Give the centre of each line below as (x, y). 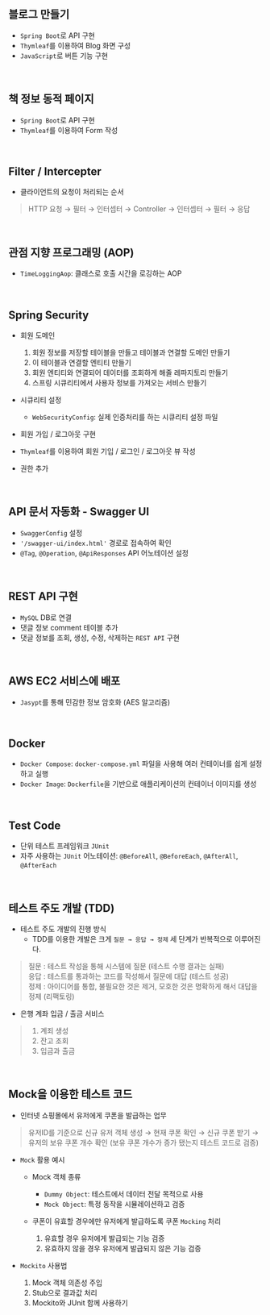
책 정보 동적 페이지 (51, 99)
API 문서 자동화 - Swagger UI (79, 512)
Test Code (35, 825)
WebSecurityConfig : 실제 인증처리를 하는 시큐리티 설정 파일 (125, 417)
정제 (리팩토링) (51, 996)
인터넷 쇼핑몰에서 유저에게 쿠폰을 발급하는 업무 (93, 1115)
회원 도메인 (37, 335)
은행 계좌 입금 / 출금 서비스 (62, 1013)
